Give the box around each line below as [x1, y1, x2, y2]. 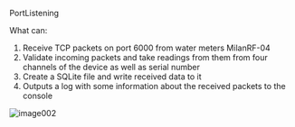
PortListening [9, 8, 60, 18]
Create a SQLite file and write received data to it [22, 71, 202, 82]
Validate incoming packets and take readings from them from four [22, 52, 269, 62]
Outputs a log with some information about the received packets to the [22, 81, 287, 91]
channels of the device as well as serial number [22, 62, 201, 72]
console [22, 90, 52, 101]
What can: [9, 25, 48, 35]
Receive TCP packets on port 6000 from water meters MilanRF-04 [22, 42, 271, 53]
